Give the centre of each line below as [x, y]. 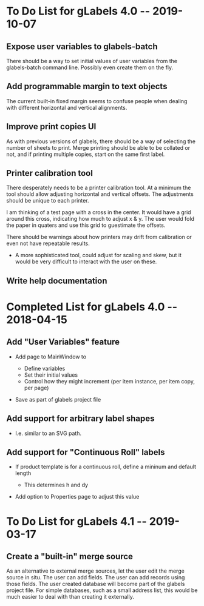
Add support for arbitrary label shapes [80, 419]
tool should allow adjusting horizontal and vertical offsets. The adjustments [100, 194]
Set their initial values [51, 375]
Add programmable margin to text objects [87, 86]
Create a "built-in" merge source [70, 557]
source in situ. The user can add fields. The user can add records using [96, 577]
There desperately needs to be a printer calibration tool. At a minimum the [99, 188]
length [23, 473]
